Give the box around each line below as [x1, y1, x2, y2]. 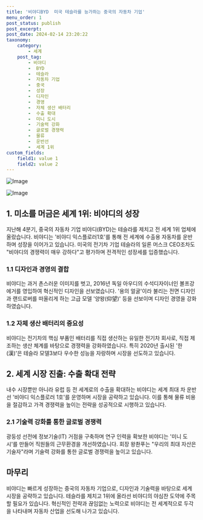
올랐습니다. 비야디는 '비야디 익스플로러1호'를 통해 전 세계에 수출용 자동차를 [6, 233, 182, 241]
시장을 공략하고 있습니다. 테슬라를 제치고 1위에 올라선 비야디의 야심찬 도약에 [6, 492, 185, 499]
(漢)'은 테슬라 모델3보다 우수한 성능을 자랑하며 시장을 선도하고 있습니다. [6, 349, 176, 356]
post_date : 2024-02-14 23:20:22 [6, 32, 88, 38]
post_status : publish [6, 20, 61, 26]
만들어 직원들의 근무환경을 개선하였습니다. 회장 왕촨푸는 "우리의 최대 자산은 [19, 440, 196, 447]
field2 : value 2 [17, 161, 59, 167]
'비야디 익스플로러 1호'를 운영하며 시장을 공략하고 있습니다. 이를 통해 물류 [12, 393, 185, 401]
